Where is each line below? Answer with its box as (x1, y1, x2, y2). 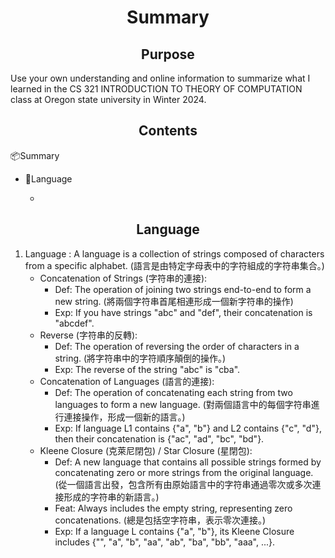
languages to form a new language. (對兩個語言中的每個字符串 (54, 398, 312, 410)
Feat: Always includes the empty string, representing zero (54, 502, 293, 514)
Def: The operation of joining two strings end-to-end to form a (54, 283, 312, 295)
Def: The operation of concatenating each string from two (54, 386, 293, 398)
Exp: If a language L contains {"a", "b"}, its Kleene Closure (54, 525, 295, 537)
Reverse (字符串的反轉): (39, 329, 138, 341)
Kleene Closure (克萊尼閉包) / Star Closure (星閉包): (39, 444, 253, 456)
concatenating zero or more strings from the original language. (54, 466, 314, 478)
